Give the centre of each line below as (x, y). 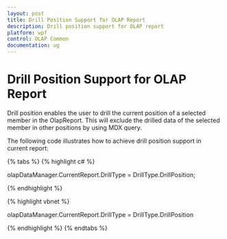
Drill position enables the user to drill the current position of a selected (107, 113)
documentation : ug (33, 45)
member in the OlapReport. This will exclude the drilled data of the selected (114, 120)
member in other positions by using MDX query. (75, 127)
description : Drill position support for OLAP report (86, 26)
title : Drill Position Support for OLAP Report (76, 20)
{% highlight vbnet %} (38, 201)
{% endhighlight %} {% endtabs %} (57, 228)
